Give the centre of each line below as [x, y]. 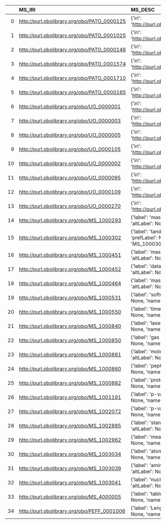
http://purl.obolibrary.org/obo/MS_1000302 [70, 238]
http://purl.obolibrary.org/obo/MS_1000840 [70, 326]
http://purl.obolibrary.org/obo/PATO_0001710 [72, 78]
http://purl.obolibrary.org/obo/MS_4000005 [70, 497]
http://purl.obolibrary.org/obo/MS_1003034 [70, 454]
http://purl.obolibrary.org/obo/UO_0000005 [70, 135]
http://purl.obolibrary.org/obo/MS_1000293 [70, 220]
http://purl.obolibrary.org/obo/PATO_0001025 [72, 35]
